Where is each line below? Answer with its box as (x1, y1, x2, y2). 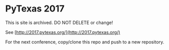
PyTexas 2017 (5, 3, 65, 14)
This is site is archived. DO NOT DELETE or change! (5, 19, 113, 25)
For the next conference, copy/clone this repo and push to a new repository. (5, 38, 164, 45)
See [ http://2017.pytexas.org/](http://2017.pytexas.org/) (5, 29, 120, 35)
